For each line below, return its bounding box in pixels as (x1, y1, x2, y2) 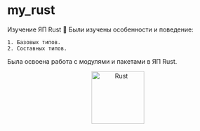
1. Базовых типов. (7, 39, 61, 46)
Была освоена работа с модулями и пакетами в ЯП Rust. (7, 57, 178, 65)
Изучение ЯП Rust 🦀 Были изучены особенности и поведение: (7, 25, 194, 34)
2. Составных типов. (7, 45, 68, 52)
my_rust (7, 2, 55, 18)
